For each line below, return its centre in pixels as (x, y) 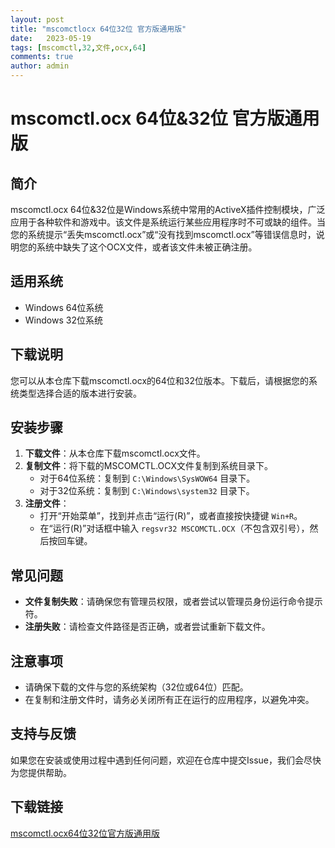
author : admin (40, 66)
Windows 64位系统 (64, 307)
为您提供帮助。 (41, 772)
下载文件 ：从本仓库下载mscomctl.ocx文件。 (115, 453)
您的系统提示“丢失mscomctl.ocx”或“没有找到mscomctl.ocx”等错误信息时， (163, 234)
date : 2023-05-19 (51, 38)
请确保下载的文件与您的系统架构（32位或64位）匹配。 (136, 687)
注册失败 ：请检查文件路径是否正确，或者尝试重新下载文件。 (147, 627)
